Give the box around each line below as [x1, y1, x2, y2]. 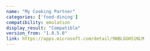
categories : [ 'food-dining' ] [6, 14, 78, 20]
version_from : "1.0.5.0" [6, 30, 68, 36]
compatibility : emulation [6, 19, 70, 25]
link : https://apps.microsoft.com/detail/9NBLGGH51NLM [6, 36, 145, 42]
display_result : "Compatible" [6, 25, 81, 31]
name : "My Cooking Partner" [6, 8, 76, 15]
